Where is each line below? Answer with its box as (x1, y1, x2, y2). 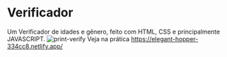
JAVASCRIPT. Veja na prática (7, 34, 130, 43)
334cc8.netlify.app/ (7, 42, 63, 50)
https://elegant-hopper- (131, 34, 199, 43)
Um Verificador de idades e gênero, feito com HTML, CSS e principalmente (7, 27, 220, 36)
